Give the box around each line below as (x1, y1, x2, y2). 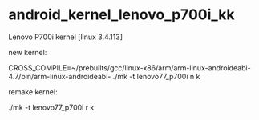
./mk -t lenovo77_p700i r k (8, 102, 95, 112)
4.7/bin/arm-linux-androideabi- (8, 71, 111, 81)
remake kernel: (8, 86, 58, 97)
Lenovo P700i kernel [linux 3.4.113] (8, 32, 123, 42)
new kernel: (8, 47, 47, 57)
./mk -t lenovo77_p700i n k (112, 71, 200, 81)
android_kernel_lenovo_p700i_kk (8, 6, 235, 24)
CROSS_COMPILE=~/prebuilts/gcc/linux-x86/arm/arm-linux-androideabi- (8, 62, 251, 73)
